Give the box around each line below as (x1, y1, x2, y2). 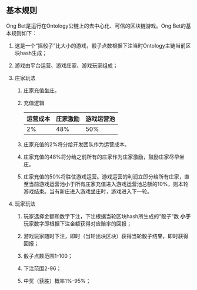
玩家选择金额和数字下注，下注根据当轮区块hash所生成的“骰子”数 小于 (23, 213, 191, 220)
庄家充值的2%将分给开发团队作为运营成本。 (23, 140, 130, 148)
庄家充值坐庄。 (23, 87, 60, 94)
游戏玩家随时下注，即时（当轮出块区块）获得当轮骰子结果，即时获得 (23, 232, 189, 240)
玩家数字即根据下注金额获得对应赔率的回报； (23, 220, 132, 227)
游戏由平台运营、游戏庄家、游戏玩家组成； (14, 62, 118, 69)
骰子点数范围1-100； (23, 252, 74, 259)
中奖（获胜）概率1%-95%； (23, 277, 91, 284)
